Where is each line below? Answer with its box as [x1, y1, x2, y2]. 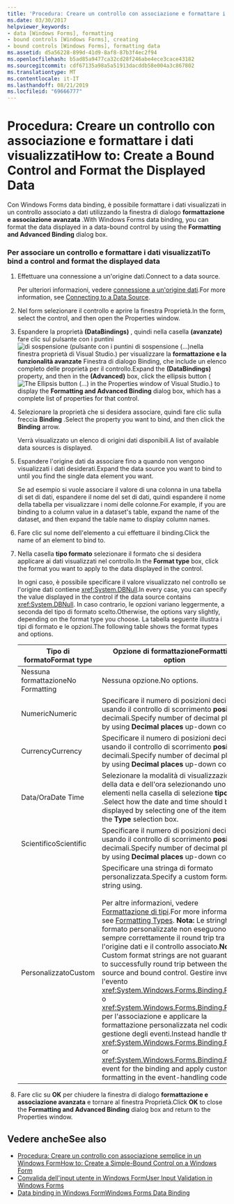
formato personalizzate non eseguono [102, 924, 226, 934]
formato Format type [24, 655, 93, 665]
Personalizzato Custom [20, 968, 95, 978]
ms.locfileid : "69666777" [7, 88, 82, 95]
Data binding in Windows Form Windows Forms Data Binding [17, 1189, 190, 1197]
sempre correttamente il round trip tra [102, 933, 225, 943]
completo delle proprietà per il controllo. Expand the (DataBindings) [17, 364, 211, 373]
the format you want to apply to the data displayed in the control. [17, 565, 203, 573]
